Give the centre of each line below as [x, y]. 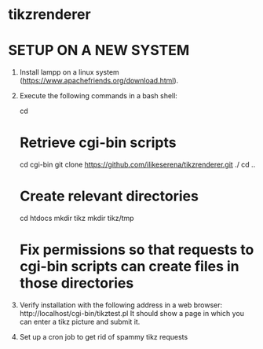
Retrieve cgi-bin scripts [98, 143]
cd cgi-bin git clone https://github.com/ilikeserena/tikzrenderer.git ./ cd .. [137, 165]
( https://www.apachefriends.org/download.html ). [99, 81]
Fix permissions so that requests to [137, 250]
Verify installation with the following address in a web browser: [121, 305]
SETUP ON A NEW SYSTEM [99, 51]
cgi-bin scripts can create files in [129, 267]
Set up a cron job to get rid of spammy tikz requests [104, 336]
